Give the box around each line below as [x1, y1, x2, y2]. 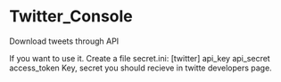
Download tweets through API [9, 36, 120, 46]
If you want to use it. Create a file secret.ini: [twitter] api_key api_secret [9, 53, 270, 63]
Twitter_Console [9, 6, 134, 27]
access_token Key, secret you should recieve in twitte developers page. [9, 62, 272, 73]
